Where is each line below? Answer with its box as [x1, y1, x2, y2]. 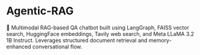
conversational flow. [32, 43, 83, 50]
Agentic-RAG [6, 4, 74, 18]
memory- [148, 36, 172, 44]
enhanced [6, 43, 31, 50]
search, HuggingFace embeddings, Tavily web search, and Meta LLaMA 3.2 [6, 30, 195, 37]
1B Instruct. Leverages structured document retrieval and [6, 36, 148, 44]
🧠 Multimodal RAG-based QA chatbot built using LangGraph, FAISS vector [6, 24, 190, 31]
